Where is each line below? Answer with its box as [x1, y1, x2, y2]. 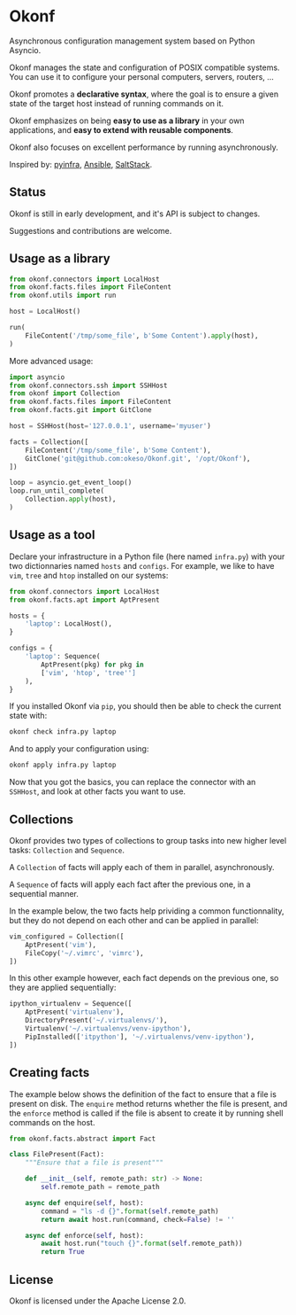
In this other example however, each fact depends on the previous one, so [9, 973, 279, 984]
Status [9, 184, 47, 200]
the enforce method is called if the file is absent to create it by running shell [9, 1108, 284, 1118]
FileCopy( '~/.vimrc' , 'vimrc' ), [25, 948, 144, 958]
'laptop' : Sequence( [25, 652, 101, 661]
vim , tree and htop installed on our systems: [9, 570, 169, 580]
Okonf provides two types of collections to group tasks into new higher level [9, 835, 287, 845]
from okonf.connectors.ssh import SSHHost [9, 381, 168, 390]
